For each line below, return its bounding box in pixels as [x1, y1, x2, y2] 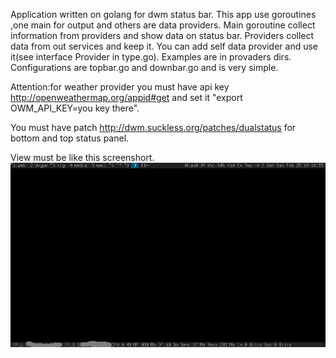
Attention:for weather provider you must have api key [10, 81, 230, 93]
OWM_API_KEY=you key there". [10, 102, 140, 114]
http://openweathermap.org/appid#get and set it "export [10, 92, 243, 103]
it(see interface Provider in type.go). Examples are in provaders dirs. [10, 51, 292, 63]
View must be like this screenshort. [10, 152, 155, 163]
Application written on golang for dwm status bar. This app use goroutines [10, 9, 317, 20]
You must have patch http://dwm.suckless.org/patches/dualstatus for [10, 122, 297, 133]
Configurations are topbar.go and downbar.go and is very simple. [10, 62, 279, 73]
